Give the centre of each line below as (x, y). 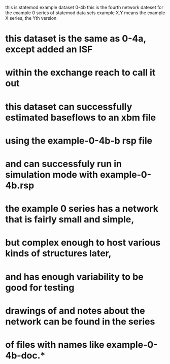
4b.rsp (20, 185)
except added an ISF (49, 49)
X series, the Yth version (31, 18)
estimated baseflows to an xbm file (81, 118)
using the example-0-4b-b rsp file (79, 140)
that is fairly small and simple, (70, 220)
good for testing (40, 288)
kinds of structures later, (58, 254)
